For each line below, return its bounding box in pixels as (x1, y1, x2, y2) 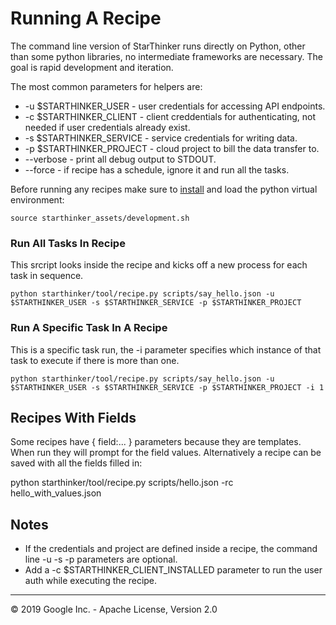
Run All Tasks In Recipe (10, 236, 126, 250)
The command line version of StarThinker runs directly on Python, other (10, 40, 306, 52)
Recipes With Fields (10, 409, 137, 426)
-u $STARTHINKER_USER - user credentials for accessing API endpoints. (24, 100, 326, 112)
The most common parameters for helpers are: (10, 80, 203, 92)
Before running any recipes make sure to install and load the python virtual (10, 183, 318, 195)
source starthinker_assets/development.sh (10, 213, 190, 223)
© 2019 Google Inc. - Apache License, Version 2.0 (10, 603, 218, 616)
